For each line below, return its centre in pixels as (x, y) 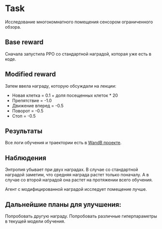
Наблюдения (26, 158)
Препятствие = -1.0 (32, 100)
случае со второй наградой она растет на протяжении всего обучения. (79, 180)
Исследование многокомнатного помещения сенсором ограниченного (79, 22)
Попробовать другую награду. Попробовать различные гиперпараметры (81, 216)
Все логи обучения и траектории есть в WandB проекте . (63, 143)
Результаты (24, 131)
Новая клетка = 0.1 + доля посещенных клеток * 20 (65, 95)
